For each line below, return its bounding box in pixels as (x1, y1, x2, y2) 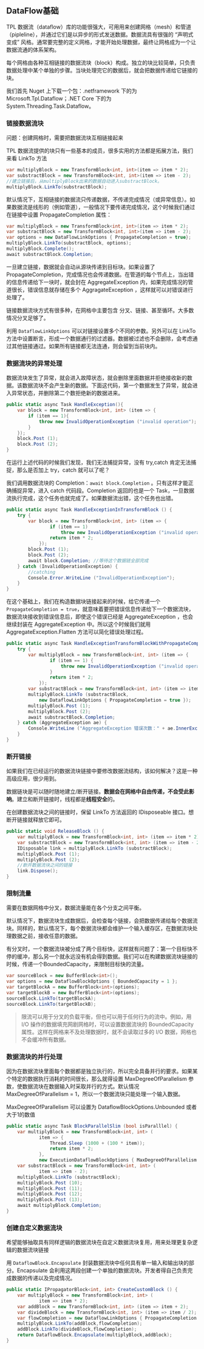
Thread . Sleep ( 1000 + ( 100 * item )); (49, 1140, 146, 1146)
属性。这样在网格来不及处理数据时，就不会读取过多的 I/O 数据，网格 (21, 1028, 192, 1035)
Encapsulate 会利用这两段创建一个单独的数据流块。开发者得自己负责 (16, 1267, 188, 1274)
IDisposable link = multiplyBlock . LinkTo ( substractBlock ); (17, 845, 172, 852)
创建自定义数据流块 (6, 1223, 63, 1232)
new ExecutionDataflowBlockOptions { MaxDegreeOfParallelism (38, 1157, 197, 1163)
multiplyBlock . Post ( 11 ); (17, 1185, 83, 1192)
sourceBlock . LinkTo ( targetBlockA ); (6, 995, 97, 1002)
